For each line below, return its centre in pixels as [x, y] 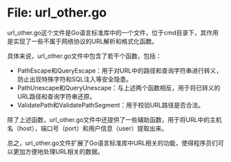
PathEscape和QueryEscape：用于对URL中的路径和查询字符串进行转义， [120, 70]
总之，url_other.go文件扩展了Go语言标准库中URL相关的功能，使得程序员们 [113, 143]
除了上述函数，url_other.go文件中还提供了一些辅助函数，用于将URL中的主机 [114, 119]
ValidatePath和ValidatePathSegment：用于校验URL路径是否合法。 [111, 105]
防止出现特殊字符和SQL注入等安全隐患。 [74, 79]
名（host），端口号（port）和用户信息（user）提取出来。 [87, 128]
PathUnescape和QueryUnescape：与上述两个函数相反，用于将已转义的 [119, 88]
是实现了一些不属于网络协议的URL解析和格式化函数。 [83, 41]
